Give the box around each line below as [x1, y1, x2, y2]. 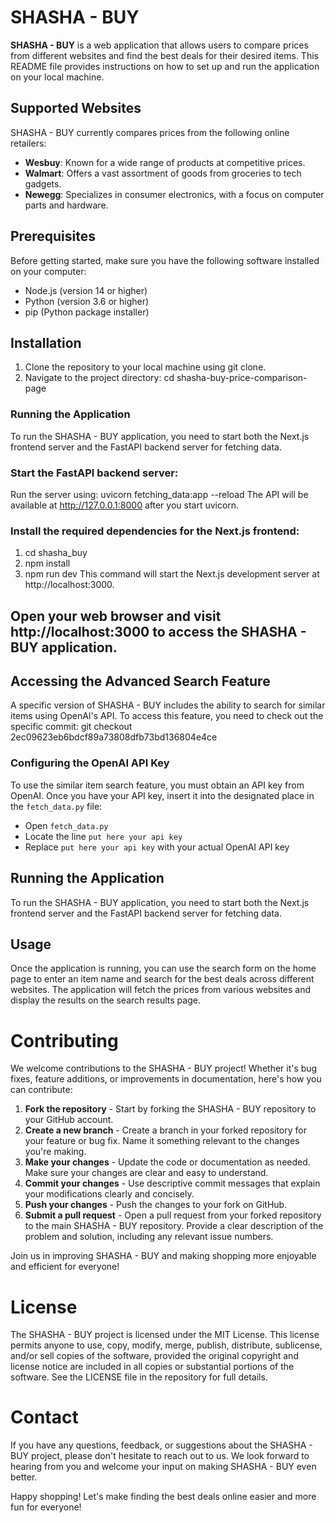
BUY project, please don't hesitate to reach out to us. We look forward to [10, 1450, 310, 1462]
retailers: [10, 137, 47, 149]
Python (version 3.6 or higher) [24, 295, 150, 307]
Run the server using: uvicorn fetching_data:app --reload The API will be [10, 488, 309, 500]
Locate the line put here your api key [24, 830, 183, 842]
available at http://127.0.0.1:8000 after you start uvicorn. [10, 499, 240, 511]
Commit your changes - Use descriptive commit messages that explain [24, 1177, 321, 1190]
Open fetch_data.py [24, 819, 109, 831]
